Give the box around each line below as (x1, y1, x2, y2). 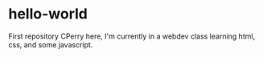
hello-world (8, 5, 88, 23)
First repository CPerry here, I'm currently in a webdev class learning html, (8, 31, 256, 41)
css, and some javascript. (8, 39, 93, 49)
